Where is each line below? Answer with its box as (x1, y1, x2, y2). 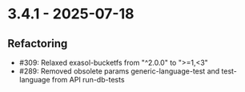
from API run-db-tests (51, 75, 125, 84)
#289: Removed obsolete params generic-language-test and (18, 66, 220, 76)
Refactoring (7, 37, 68, 50)
